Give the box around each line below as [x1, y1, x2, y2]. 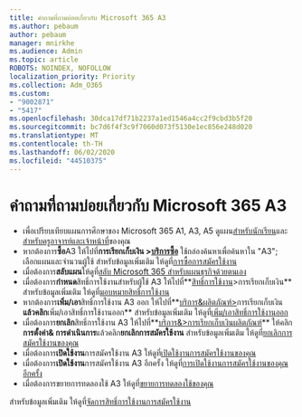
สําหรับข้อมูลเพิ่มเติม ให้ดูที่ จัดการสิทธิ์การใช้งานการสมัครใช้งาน [9, 396, 192, 407]
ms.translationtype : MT [9, 131, 99, 140]
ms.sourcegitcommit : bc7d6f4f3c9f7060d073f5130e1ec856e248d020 [9, 123, 253, 132]
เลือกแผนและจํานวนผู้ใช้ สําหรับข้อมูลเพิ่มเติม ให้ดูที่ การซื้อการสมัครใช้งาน [22, 256, 237, 267]
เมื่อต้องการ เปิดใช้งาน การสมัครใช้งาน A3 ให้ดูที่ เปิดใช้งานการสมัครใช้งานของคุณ [22, 347, 257, 358]
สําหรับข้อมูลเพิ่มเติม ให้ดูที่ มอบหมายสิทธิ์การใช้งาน [22, 287, 170, 298]
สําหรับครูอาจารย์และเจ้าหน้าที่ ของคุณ [22, 236, 131, 247]
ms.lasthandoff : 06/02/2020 [9, 147, 116, 156]
